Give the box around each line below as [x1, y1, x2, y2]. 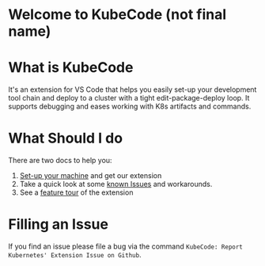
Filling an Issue [8, 215, 109, 234]
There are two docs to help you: [8, 156, 112, 165]
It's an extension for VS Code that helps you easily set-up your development [8, 85, 257, 94]
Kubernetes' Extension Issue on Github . [8, 250, 142, 259]
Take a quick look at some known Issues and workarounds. [19, 180, 213, 189]
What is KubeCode [8, 59, 134, 77]
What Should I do [8, 129, 123, 147]
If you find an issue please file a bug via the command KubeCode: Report [8, 241, 244, 251]
